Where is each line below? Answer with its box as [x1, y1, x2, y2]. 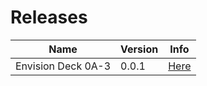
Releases [10, 6, 88, 29]
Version [120, 42, 159, 56]
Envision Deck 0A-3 [15, 59, 112, 73]
